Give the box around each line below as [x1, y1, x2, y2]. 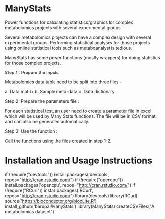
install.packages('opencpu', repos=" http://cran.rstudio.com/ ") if [5, 182, 135, 188]
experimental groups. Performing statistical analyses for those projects [5, 39, 150, 45]
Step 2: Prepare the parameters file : [5, 98, 79, 104]
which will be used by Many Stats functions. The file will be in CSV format [5, 113, 156, 119]
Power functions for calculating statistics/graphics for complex [5, 19, 133, 25]
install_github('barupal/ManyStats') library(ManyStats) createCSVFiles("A [5, 203, 155, 209]
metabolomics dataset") [5, 208, 55, 214]
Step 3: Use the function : [5, 128, 57, 134]
